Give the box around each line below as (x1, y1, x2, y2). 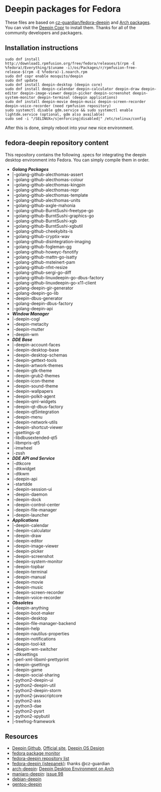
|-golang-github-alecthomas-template (12, 192, 88, 198)
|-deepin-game (12, 667, 43, 673)
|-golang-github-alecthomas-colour (12, 176, 84, 183)
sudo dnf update (5, 78, 38, 83)
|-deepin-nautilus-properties (12, 630, 70, 637)
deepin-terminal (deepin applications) (37, 95, 118, 100)
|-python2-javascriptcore (12, 692, 63, 698)
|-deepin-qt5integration (12, 409, 59, 415)
